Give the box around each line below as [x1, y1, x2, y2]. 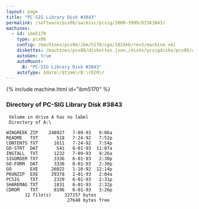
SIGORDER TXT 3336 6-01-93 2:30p [6, 156, 113, 161]
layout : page [6, 8, 38, 15]
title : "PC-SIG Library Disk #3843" [6, 14, 97, 20]
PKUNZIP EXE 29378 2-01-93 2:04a [6, 171, 113, 177]
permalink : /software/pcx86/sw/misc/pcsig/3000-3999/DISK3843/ [6, 20, 166, 26]
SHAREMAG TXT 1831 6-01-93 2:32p [6, 182, 113, 188]
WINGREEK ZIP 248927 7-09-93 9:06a [6, 129, 113, 135]
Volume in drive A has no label [8, 114, 89, 120]
